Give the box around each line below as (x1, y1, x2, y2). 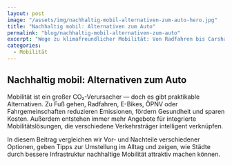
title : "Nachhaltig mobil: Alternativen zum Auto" (7, 23, 156, 30)
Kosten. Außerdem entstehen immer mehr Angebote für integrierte (7, 115, 197, 123)
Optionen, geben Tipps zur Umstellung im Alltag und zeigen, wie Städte (7, 142, 211, 151)
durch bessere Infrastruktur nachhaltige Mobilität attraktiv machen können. (7, 150, 221, 158)
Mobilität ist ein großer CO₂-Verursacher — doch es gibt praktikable (7, 93, 200, 101)
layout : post (7, 10, 45, 17)
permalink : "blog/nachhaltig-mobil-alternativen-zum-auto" (7, 29, 181, 37)
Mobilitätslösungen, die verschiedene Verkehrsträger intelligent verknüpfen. (7, 122, 224, 130)
